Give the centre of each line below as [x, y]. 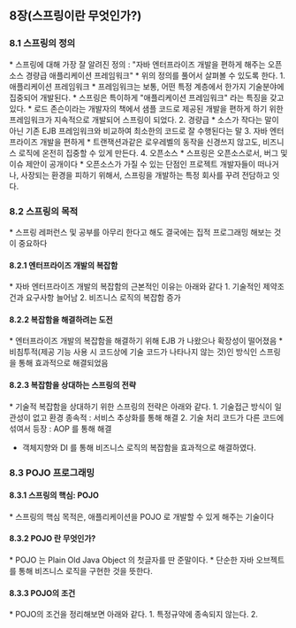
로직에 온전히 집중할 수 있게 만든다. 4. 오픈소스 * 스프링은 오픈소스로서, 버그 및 [153, 152]
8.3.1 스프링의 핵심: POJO [54, 495]
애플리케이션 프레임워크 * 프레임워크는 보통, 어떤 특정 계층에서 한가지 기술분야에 [147, 86]
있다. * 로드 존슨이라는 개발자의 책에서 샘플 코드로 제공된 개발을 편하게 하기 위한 [147, 108]
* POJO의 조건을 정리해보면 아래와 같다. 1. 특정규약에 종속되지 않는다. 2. [133, 615]
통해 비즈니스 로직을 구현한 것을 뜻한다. [85, 570]
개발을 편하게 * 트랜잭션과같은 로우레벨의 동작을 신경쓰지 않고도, [150, 142]
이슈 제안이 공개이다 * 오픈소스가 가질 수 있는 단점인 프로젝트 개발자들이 [133, 164]
